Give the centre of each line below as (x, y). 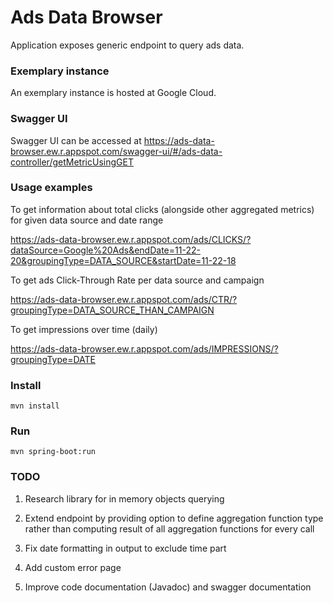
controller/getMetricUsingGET (72, 162)
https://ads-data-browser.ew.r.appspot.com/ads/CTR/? (124, 299)
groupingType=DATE (53, 359)
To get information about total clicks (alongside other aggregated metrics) (162, 209)
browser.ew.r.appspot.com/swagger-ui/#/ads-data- (116, 151)
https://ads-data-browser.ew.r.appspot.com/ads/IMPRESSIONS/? (144, 348)
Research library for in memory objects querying (124, 498)
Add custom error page (73, 567)
